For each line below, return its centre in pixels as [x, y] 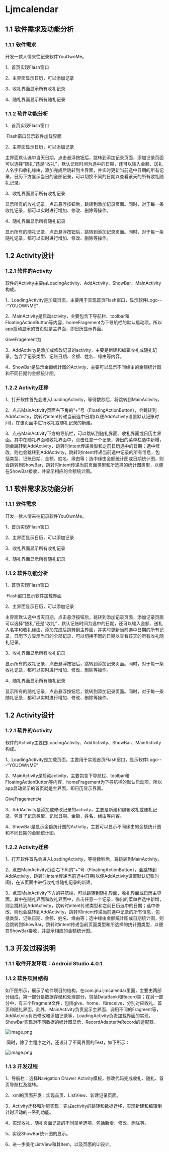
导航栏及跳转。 [25, 1085]
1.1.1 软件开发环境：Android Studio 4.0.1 [54, 964]
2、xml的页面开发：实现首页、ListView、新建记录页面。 [63, 1095]
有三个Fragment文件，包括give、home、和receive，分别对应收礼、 [88, 1003]
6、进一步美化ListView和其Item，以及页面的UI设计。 [60, 1144]
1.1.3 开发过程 [22, 1066]
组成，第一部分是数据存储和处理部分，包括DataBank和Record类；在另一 [84, 996]
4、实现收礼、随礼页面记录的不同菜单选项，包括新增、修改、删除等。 [77, 1123]
